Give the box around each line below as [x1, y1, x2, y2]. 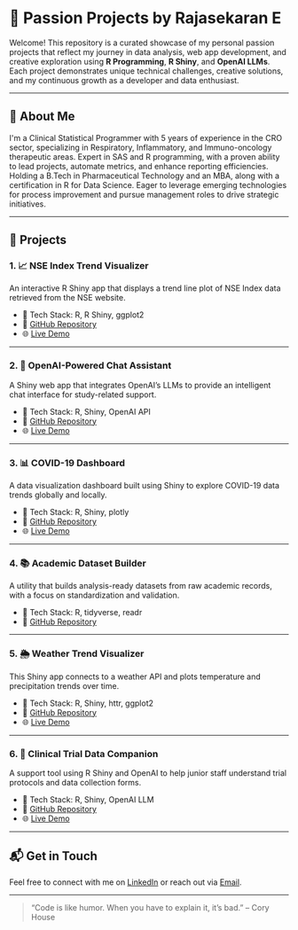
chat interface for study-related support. [9, 389, 157, 400]
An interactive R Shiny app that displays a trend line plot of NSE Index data [9, 283, 281, 293]
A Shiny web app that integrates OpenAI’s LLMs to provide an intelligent [9, 379, 271, 390]
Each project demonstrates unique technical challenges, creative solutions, [9, 66, 284, 76]
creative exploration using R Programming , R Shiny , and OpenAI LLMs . [9, 56, 271, 66]
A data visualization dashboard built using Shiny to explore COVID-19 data [9, 481, 279, 491]
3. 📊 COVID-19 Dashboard [9, 457, 126, 469]
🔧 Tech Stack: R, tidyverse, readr [21, 607, 143, 618]
